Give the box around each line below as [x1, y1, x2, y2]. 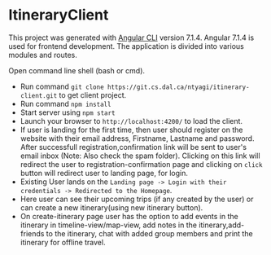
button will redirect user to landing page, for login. [20, 168, 189, 178]
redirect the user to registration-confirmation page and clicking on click [20, 159, 263, 169]
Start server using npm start [20, 108, 116, 117]
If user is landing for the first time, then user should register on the [20, 125, 243, 134]
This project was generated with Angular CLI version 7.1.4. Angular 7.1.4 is [8, 33, 255, 42]
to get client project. [59, 90, 127, 99]
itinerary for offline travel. [20, 237, 106, 247]
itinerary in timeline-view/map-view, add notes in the [20, 220, 198, 230]
